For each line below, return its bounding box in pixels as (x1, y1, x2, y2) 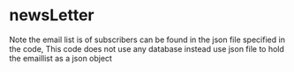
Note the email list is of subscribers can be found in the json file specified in (9, 34, 285, 45)
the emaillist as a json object (9, 53, 113, 63)
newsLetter (9, 5, 94, 25)
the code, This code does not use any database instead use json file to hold (9, 43, 285, 54)
